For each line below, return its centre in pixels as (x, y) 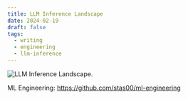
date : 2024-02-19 (33, 21)
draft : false (27, 27)
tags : (15, 34)
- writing (28, 41)
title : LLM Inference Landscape (55, 14)
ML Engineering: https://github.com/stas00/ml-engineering (94, 88)
